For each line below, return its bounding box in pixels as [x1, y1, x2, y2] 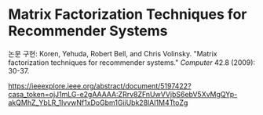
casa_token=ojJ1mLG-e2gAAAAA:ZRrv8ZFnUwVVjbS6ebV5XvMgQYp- [8, 89, 238, 99]
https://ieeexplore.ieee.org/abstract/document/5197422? [8, 81, 192, 91]
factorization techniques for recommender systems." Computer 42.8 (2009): [8, 57, 256, 67]
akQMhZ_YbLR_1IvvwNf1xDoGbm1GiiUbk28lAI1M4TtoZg [8, 98, 188, 107]
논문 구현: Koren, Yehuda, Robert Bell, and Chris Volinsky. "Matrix [8, 49, 217, 58]
